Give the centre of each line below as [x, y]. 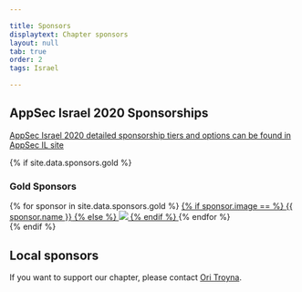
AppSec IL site [36, 145]
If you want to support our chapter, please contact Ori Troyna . [125, 277]
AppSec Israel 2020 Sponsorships [109, 114]
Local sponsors [54, 255]
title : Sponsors [40, 26]
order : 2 [26, 60]
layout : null [34, 43]
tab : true [28, 51]
